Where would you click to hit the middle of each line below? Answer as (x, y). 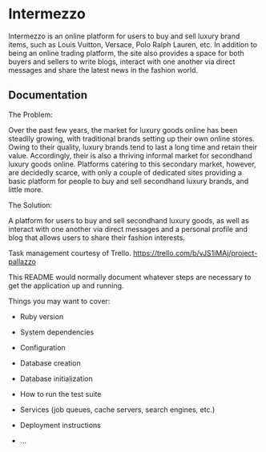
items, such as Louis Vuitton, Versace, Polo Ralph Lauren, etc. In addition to (133, 44)
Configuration (42, 347)
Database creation (50, 363)
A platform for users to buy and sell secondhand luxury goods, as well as (129, 220)
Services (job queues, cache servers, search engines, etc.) (117, 410)
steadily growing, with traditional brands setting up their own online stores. (131, 138)
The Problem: (31, 114)
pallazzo (22, 262)
